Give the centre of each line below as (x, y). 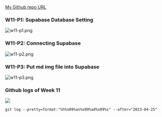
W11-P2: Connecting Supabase (43, 43)
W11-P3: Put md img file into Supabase (52, 67)
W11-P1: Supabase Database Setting (49, 20)
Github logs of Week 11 (33, 90)
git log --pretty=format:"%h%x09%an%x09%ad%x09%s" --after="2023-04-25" (81, 110)
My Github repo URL (26, 7)
